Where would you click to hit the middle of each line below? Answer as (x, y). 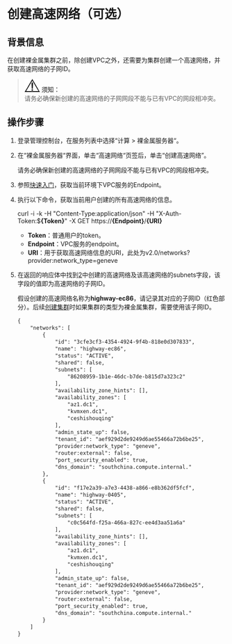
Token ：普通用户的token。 (66, 235)
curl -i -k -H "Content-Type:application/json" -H (86, 214)
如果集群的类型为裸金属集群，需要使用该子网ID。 (145, 307)
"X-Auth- (169, 214)
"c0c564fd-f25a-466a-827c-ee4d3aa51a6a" (126, 522)
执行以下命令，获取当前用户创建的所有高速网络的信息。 (96, 200)
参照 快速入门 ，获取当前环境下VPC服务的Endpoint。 (91, 184)
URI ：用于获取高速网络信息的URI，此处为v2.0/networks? (109, 252)
